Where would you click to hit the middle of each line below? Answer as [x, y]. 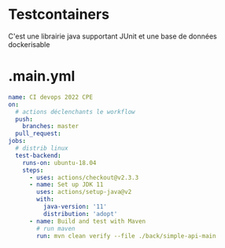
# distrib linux [42, 148]
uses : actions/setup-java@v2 [84, 192]
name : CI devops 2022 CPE [50, 97]
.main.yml [42, 77]
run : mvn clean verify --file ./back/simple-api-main [126, 236]
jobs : [17, 141]
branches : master [51, 126]
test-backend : [38, 155]
